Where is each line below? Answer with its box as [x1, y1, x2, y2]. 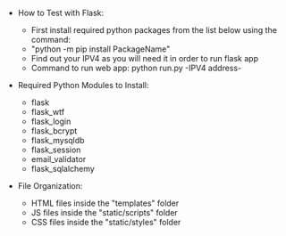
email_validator [30, 154, 87, 164]
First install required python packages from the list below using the [30, 25, 277, 35]
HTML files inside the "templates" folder [30, 198, 180, 208]
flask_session [30, 144, 81, 155]
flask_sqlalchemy [30, 164, 96, 174]
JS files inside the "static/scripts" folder [30, 208, 179, 217]
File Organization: [17, 181, 83, 191]
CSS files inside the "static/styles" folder [30, 217, 181, 227]
